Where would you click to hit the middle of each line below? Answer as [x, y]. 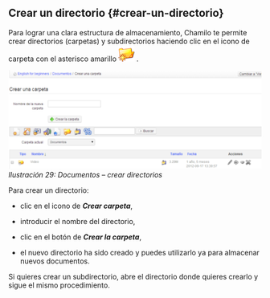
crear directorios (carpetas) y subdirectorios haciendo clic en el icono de [129, 41]
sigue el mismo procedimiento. [59, 285]
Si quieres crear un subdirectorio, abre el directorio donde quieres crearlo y [133, 276]
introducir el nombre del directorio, [78, 221]
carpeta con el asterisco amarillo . [74, 59]
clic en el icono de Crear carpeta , [76, 206]
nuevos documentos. [55, 261]
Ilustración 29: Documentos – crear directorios [86, 174]
